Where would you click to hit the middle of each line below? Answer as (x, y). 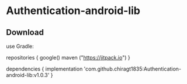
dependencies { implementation (44, 69)
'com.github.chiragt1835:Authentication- (133, 69)
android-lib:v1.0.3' (28, 75)
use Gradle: (20, 46)
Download (25, 32)
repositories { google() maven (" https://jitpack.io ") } (68, 57)
